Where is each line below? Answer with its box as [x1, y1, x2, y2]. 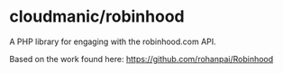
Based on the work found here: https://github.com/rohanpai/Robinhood [9, 53, 274, 64]
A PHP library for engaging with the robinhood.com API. [9, 36, 216, 47]
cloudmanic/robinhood [9, 6, 185, 27]
